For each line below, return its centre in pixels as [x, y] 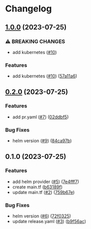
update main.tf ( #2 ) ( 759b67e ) [43, 192]
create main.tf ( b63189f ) [37, 187]
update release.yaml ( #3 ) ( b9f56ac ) [49, 221]
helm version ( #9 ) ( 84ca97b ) [42, 141]
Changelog [28, 9]
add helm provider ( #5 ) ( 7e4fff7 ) [46, 181]
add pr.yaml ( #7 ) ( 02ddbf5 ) [40, 117]
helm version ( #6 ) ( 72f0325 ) [42, 216]
